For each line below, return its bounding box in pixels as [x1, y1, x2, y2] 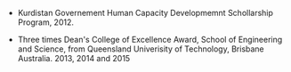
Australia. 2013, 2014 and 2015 [17, 53, 131, 63]
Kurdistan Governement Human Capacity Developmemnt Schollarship [17, 8, 274, 18]
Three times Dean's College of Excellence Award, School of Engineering [17, 35, 283, 44]
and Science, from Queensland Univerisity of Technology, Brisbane [17, 44, 264, 54]
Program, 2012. [17, 17, 74, 28]
